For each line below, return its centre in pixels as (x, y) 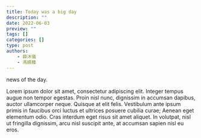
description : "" (27, 17)
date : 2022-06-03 (28, 23)
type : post (20, 46)
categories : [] (25, 40)
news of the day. (27, 80)
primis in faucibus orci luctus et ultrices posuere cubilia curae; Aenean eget (100, 110)
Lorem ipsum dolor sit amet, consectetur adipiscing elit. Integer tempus (95, 91)
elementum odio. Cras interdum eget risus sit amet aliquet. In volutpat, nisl (99, 117)
